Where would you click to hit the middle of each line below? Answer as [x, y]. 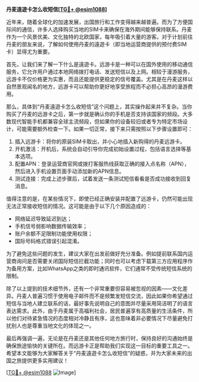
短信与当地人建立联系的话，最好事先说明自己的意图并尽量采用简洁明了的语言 [99, 303]
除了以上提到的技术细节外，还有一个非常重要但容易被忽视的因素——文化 [94, 288]
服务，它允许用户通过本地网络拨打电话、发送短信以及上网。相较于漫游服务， [99, 72]
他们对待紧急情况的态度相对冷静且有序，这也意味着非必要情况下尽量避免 [99, 318]
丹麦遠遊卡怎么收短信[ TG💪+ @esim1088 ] [57, 9]
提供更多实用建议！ [45, 361]
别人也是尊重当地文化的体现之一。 [53, 326]
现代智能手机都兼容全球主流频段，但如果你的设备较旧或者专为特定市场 [97, 121]
